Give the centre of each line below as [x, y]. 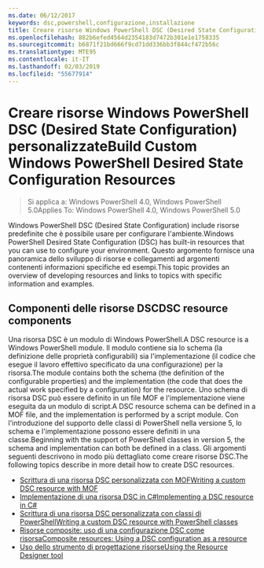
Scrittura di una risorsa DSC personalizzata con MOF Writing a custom [132, 480]
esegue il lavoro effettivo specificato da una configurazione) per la [115, 365]
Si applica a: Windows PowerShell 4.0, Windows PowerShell [124, 201]
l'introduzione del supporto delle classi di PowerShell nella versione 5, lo [125, 423]
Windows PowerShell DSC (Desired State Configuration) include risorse [124, 225]
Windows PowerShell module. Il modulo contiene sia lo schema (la [115, 348]
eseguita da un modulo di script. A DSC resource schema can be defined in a [132, 407]
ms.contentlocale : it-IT [49, 60]
